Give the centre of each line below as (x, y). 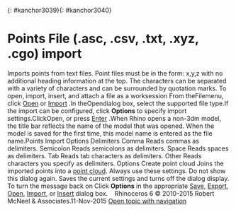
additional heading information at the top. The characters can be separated (117, 81)
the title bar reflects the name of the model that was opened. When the (111, 126)
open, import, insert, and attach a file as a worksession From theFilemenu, (116, 95)
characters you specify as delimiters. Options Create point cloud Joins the (116, 163)
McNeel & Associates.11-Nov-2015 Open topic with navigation (97, 201)
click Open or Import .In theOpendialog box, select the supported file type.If (118, 103)
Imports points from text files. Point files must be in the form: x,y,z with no (115, 73)
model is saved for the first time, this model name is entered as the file (110, 133)
